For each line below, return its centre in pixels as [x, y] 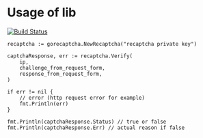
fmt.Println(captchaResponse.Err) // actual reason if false [96, 128]
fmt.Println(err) [44, 104]
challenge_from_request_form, [63, 68]
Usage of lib [42, 13]
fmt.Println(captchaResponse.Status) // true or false [87, 122]
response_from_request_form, [61, 74]
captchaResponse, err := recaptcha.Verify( [70, 56]
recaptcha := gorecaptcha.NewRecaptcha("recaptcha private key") [102, 44]
